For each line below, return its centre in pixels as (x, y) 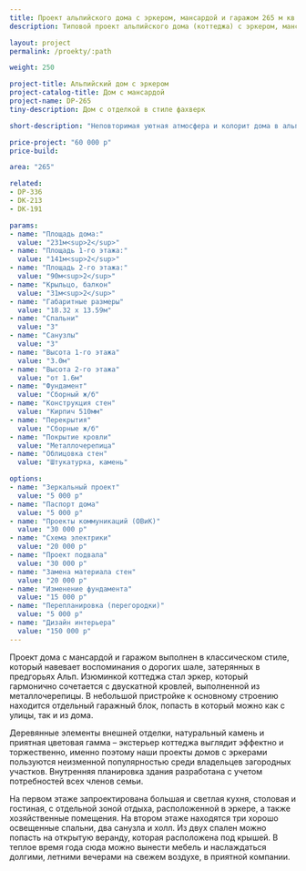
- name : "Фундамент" (49, 386)
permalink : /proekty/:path (61, 51)
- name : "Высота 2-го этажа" (65, 370)
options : (26, 479)
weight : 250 (32, 68)
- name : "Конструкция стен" (63, 403)
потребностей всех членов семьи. (76, 781)
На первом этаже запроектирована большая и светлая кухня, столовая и (153, 798)
